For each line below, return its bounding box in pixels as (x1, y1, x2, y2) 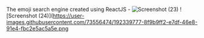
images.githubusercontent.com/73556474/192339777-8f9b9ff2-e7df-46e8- (6, 19, 198, 25)
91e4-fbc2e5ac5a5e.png (6, 25, 69, 32)
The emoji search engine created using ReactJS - (6, 6, 131, 13)
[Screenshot (6, 12, 38, 19)
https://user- (52, 12, 85, 19)
